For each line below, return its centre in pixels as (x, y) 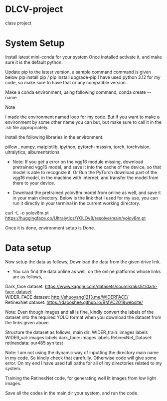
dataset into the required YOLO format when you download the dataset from (83, 317)
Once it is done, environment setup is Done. (50, 227)
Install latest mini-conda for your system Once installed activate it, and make (83, 57)
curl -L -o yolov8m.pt (27, 212)
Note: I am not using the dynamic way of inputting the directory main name (82, 352)
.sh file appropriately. (27, 127)
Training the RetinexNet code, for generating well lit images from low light (81, 378)
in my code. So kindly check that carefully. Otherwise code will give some (81, 358)
